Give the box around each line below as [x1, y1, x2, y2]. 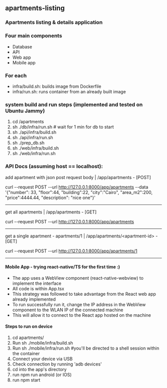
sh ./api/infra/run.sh [12, 135, 53, 141]
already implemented [12, 296, 56, 302]
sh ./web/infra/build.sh [12, 145, 59, 151]
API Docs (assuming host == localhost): [5, 163, 103, 170]
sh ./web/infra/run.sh [12, 151, 56, 157]
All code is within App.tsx [12, 285, 65, 291]
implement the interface [12, 280, 62, 286]
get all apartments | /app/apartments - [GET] [5, 209, 97, 215]
